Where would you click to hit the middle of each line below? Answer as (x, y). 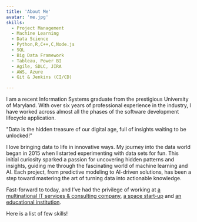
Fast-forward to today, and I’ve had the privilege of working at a (83, 190)
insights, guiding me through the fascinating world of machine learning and (97, 166)
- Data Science (30, 39)
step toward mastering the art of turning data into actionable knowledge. (94, 178)
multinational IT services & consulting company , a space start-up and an (94, 196)
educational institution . (34, 202)
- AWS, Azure (27, 72)
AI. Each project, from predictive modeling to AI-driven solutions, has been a (99, 172)
